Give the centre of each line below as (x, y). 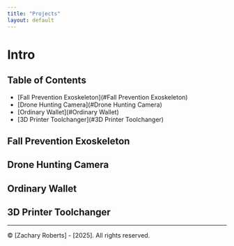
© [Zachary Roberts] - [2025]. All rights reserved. (79, 236)
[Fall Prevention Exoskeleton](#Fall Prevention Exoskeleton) (102, 97)
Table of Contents (47, 80)
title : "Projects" (34, 14)
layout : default (31, 20)
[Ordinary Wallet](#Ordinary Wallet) (68, 112)
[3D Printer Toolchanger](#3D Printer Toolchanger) (91, 119)
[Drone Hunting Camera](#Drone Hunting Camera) (89, 105)
